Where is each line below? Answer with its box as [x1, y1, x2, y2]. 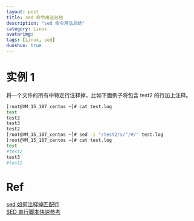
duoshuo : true [6, 43, 42, 49]
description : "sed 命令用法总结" [6, 20, 85, 26]
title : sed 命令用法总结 [6, 14, 63, 21]
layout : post [6, 8, 39, 15]
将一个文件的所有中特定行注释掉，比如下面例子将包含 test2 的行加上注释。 [6, 91, 192, 98]
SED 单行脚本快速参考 [6, 208, 61, 216]
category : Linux [6, 25, 47, 32]
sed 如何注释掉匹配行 [6, 200, 60, 208]
